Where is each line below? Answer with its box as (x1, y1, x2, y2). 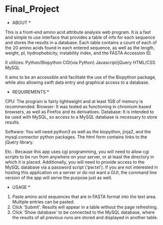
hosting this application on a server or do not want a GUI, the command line (5, 169, 157, 175)
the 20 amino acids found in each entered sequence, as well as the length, (5, 45, 155, 50)
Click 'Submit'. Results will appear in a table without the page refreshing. (12, 204, 158, 210)
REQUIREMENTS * (12, 89, 50, 95)
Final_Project (5, 3, 60, 15)
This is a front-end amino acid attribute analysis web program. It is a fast (5, 29, 151, 35)
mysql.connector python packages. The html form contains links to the (5, 134, 147, 140)
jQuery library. (5, 139, 34, 145)
